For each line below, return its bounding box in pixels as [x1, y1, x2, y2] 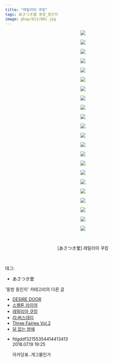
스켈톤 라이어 [12, 302, 38, 308]
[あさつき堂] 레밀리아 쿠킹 [57, 245, 109, 251]
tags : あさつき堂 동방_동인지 [5, 12, 58, 17]
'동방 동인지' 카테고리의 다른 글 [5, 287, 65, 292]
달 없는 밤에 [12, 326, 36, 332]
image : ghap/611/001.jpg [5, 16, 56, 21]
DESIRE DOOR [12, 296, 41, 302]
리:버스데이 [12, 315, 34, 321]
